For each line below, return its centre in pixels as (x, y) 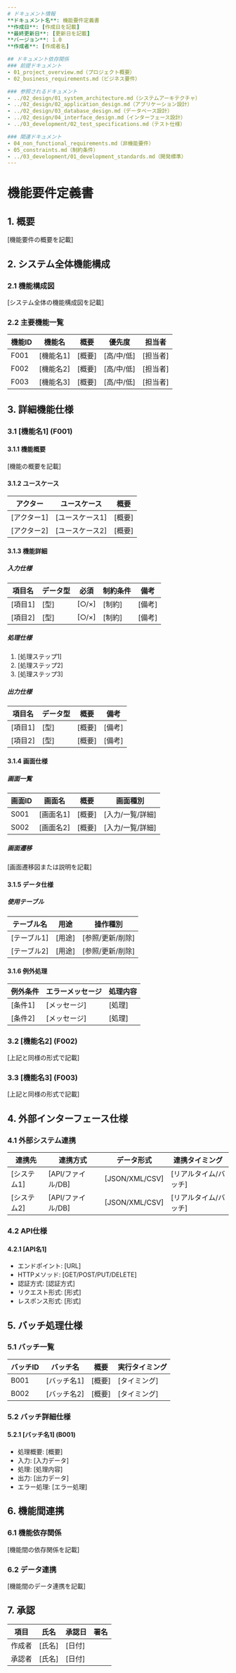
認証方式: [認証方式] (46, 1284)
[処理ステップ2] (40, 666)
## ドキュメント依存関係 (38, 59)
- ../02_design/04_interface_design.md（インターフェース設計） (97, 118)
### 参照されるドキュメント (42, 91)
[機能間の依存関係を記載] (44, 1549)
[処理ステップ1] (39, 657)
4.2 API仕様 (27, 1231)
